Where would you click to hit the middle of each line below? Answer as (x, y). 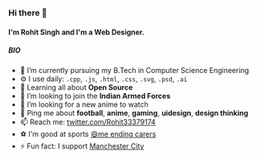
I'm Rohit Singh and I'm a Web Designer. (76, 32)
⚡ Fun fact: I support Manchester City (82, 146)
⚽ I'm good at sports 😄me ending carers (88, 134)
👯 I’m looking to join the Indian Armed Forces (95, 96)
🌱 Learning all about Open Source (76, 88)
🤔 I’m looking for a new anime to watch (84, 104)
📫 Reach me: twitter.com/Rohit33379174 (88, 122)
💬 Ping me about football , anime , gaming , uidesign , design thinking (134, 113)
